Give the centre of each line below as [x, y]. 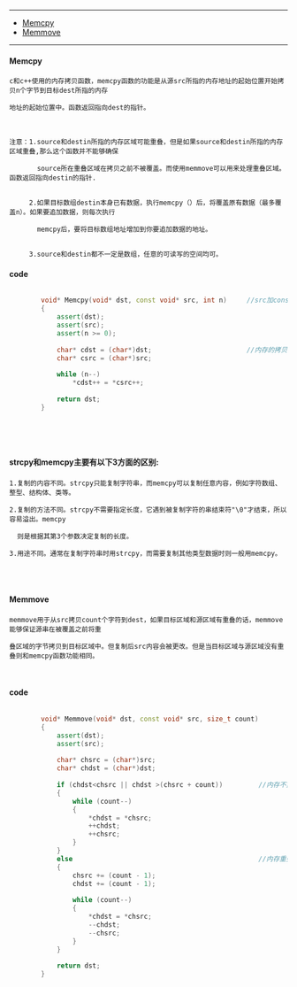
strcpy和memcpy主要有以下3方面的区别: [84, 462]
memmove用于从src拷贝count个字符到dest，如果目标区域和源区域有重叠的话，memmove [146, 620]
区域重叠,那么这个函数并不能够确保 [64, 151]
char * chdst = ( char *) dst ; [106, 768]
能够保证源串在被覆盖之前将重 [55, 629]
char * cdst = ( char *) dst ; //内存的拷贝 [172, 350]
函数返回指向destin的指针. [53, 178]
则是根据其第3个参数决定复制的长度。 [75, 536]
